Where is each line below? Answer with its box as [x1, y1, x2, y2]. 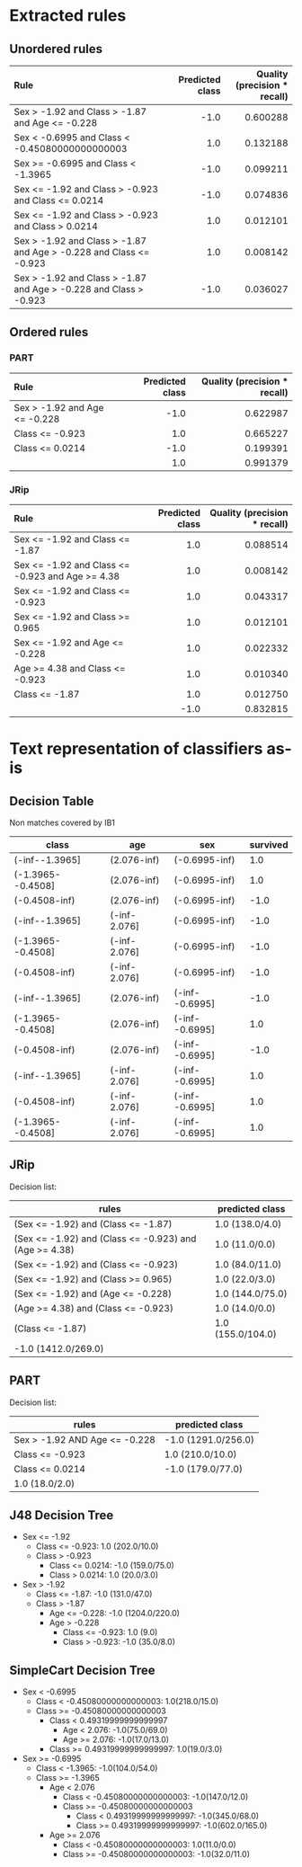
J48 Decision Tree [9, 1507, 114, 1523]
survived [249, 838, 289, 850]
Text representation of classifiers [9, 739, 263, 760]
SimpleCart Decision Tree [9, 1662, 155, 1677]
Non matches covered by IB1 [9, 817, 115, 828]
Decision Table [9, 793, 94, 809]
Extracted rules [9, 5, 127, 26]
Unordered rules [9, 41, 103, 57]
